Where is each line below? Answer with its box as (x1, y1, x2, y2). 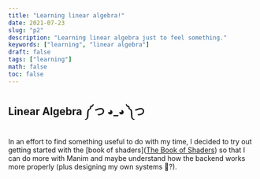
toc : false (8, 70, 44, 78)
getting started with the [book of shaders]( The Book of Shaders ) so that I (8, 145, 246, 155)
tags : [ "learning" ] (8, 56, 72, 64)
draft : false (8, 48, 51, 56)
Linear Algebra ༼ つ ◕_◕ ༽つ (8, 105, 146, 118)
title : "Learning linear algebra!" (8, 11, 125, 20)
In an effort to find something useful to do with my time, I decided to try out (8, 137, 252, 147)
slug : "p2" (8, 26, 44, 34)
